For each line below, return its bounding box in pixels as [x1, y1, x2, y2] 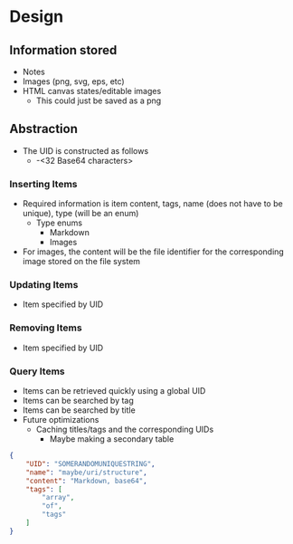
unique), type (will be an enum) [22, 208, 139, 219]
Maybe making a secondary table [49, 434, 175, 444]
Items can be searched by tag [22, 396, 134, 406]
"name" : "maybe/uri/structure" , [25, 468, 147, 477]
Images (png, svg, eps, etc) [22, 76, 125, 87]
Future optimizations [22, 415, 99, 425]
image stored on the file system [22, 256, 141, 267]
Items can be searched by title [22, 405, 136, 415]
